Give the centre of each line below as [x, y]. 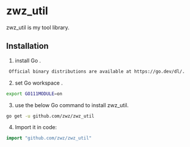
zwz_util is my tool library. [38, 27]
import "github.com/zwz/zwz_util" [49, 138]
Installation [27, 46]
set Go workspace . [39, 83]
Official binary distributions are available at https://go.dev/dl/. [97, 71]
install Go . [28, 60]
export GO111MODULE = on [34, 93]
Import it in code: [36, 127]
